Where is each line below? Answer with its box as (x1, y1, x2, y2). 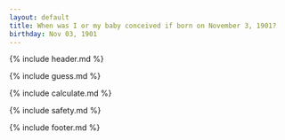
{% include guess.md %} (9, 71, 101, 82)
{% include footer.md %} (9, 122, 101, 133)
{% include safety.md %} (9, 105, 102, 116)
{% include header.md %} (9, 54, 104, 65)
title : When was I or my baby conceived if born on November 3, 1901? (9, 21, 277, 30)
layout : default (9, 12, 69, 22)
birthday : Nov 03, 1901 (9, 29, 98, 38)
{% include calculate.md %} (9, 88, 112, 98)
